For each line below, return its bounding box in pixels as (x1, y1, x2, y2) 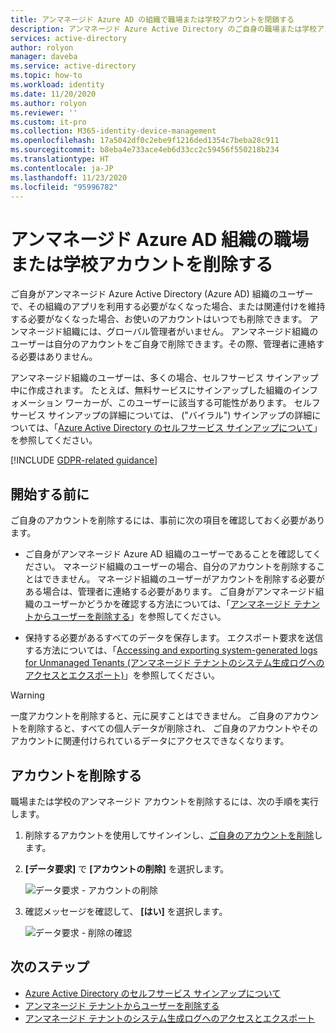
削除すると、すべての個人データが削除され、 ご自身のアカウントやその (27, 722, 318, 735)
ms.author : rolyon (10, 98, 87, 108)
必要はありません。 (18, 351, 98, 363)
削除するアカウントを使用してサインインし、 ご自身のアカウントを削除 (24, 829, 315, 841)
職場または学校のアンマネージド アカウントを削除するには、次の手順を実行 (10, 795, 320, 807)
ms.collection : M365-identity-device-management (10, 126, 217, 136)
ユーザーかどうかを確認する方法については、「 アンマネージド (42, 598, 292, 610)
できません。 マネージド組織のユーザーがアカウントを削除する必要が (42, 573, 325, 585)
